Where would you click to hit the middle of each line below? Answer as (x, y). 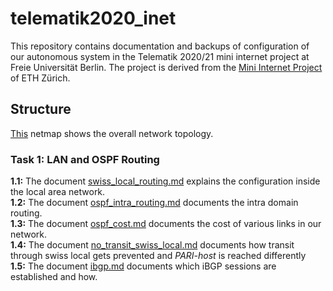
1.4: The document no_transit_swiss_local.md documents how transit (152, 245)
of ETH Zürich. (40, 78)
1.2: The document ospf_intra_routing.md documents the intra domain (154, 203)
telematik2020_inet (93, 18)
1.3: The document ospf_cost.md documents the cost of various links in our (166, 224)
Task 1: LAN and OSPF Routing (85, 159)
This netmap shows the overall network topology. (112, 133)
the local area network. (58, 192)
